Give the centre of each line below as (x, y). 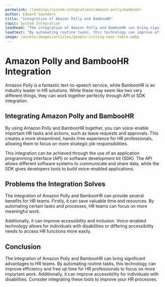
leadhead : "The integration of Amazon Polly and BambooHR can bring (77, 28)
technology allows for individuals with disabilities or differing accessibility (79, 226)
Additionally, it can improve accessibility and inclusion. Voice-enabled (76, 221)
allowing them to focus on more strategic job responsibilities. (67, 143)
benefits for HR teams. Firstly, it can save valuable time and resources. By (80, 201)
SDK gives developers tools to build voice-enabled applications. (70, 168)
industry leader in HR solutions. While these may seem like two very (74, 90)
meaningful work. (23, 212)
